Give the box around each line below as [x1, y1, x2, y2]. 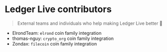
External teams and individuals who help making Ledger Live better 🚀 [17, 20, 163, 26]
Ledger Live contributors [5, 4, 112, 15]
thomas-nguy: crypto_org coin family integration [12, 35, 114, 41]
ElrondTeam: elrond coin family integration [12, 30, 102, 36]
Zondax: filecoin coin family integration [12, 40, 97, 46]
